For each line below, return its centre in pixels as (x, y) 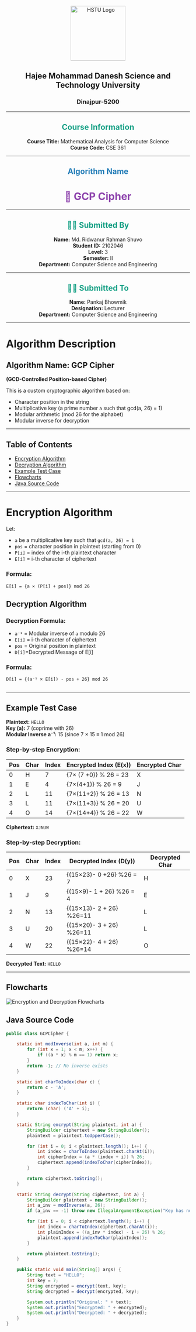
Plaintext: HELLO (25, 722)
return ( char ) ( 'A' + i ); (59, 1109)
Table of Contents (39, 444)
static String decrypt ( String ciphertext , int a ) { (80, 1194)
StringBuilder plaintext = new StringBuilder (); (87, 1200)
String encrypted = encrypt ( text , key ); (77, 1286)
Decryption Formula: (36, 620)
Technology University (98, 85)
